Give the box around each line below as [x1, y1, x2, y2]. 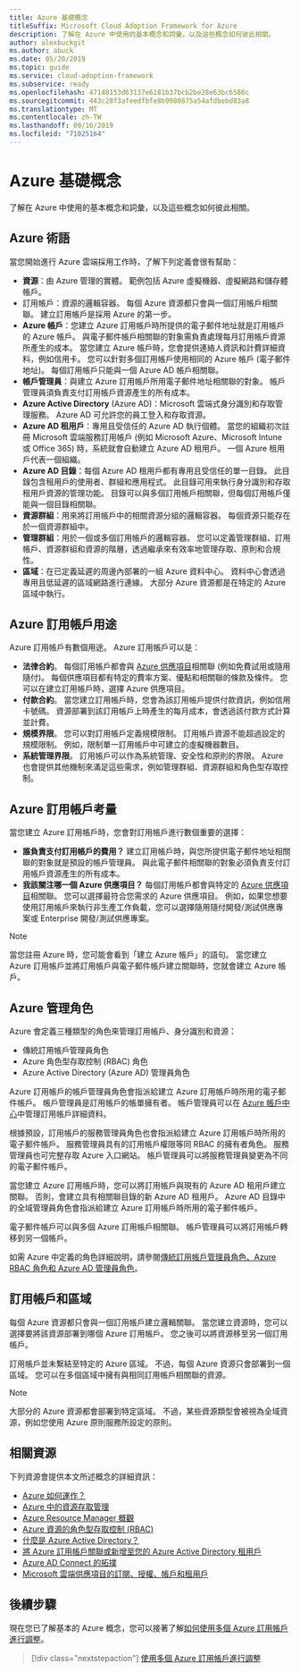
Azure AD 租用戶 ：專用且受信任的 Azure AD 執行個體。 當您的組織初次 [21, 420, 283, 431]
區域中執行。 [21, 587, 70, 599]
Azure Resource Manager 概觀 [21, 1512, 135, 1523]
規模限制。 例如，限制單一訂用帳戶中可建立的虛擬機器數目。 [21, 739, 244, 750]
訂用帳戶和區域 [9, 1291, 92, 1306]
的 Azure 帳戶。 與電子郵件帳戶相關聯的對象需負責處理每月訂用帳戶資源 [21, 331, 286, 342]
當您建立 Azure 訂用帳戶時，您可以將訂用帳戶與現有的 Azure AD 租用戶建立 [9, 1180, 287, 1191]
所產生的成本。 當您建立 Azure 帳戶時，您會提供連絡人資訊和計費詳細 [21, 342, 279, 353]
